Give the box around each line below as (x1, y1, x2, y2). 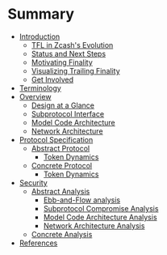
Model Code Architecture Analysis (43, 212, 158, 222)
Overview (19, 91, 52, 101)
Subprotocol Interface (31, 108, 105, 118)
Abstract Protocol (31, 143, 90, 153)
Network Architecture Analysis (43, 220, 145, 231)
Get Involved (31, 74, 74, 84)
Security (19, 177, 48, 187)
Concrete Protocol (31, 160, 93, 170)
